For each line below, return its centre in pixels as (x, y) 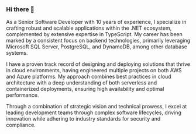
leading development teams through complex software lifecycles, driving (94, 112)
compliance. (21, 125)
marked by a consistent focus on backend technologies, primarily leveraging (98, 41)
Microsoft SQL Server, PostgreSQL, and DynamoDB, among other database (97, 47)
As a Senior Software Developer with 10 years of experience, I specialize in (96, 22)
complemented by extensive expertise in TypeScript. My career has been (94, 34)
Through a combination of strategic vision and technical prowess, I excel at (97, 107)
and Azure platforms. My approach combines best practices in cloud (89, 77)
